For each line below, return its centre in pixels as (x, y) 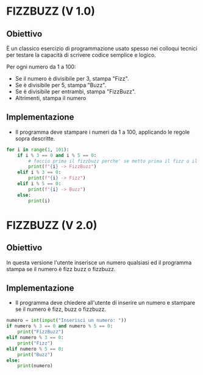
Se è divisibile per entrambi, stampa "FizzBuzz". (75, 92)
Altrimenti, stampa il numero (51, 98)
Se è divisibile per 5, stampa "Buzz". (61, 85)
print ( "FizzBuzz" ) (41, 332)
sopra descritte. (35, 138)
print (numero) (35, 366)
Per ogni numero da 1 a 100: (41, 67)
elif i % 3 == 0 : (39, 172)
